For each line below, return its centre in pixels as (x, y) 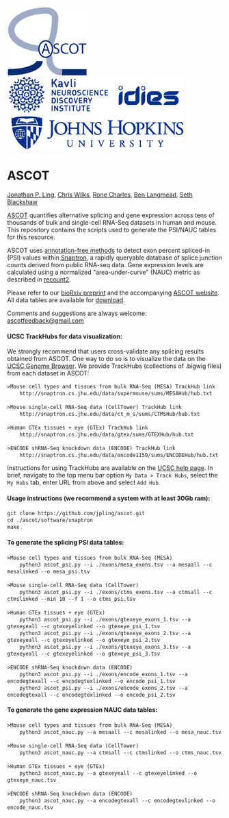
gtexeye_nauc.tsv (32, 780)
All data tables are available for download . (66, 300)
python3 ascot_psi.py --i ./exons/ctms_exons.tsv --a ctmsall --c (116, 592)
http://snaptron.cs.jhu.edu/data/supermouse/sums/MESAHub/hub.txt (116, 394)
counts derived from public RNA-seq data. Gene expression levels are (105, 264)
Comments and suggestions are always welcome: (77, 313)
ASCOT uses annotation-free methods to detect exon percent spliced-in (109, 250)
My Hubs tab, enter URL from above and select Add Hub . (84, 482)
